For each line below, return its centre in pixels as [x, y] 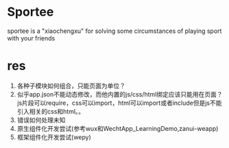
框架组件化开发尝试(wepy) [54, 137]
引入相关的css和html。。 [51, 111]
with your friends [31, 38]
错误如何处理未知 [41, 120]
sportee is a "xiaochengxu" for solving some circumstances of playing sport [114, 31]
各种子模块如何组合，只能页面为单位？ [71, 86]
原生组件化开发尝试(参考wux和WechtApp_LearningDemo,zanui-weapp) [118, 128]
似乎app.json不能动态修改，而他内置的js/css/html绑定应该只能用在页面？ [120, 94]
